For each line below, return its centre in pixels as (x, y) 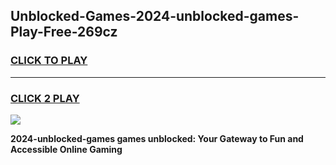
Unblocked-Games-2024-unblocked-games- (155, 16)
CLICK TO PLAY (49, 61)
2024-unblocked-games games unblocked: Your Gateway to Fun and (157, 138)
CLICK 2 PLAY (45, 98)
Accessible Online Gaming (66, 149)
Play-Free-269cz (64, 32)
